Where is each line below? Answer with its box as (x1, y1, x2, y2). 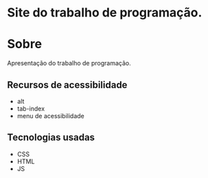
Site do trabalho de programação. (7, 5, 203, 21)
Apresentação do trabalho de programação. (7, 59, 132, 67)
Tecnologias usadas (7, 132, 95, 144)
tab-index (16, 104, 45, 113)
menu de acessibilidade (16, 111, 84, 120)
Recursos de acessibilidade (7, 79, 128, 91)
